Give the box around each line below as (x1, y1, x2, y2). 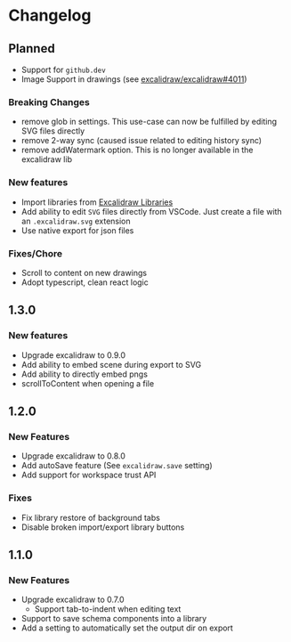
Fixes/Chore (8, 247, 63, 259)
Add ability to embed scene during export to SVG (20, 359, 202, 370)
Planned (8, 41, 55, 56)
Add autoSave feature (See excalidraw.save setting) (20, 460, 213, 471)
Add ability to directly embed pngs (20, 369, 149, 379)
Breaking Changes (8, 95, 91, 108)
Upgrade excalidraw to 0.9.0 (20, 349, 126, 361)
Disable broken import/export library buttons (20, 522, 185, 532)
